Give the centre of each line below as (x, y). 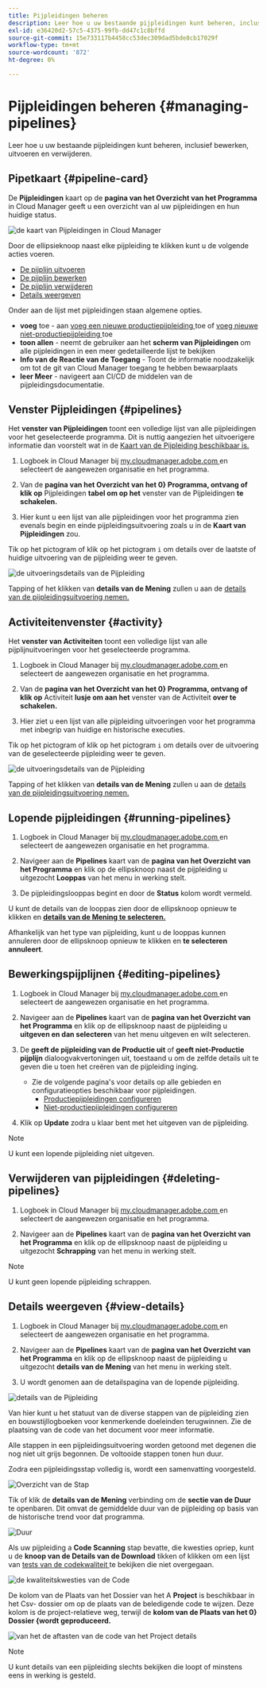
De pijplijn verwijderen (56, 286)
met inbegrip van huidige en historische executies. (102, 730)
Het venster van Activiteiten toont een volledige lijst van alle (108, 642)
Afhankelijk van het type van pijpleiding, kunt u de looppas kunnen (117, 933)
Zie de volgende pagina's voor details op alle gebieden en (126, 1081)
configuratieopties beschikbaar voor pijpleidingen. (114, 1090)
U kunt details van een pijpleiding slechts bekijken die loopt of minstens (125, 1667)
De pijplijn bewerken (53, 277)
